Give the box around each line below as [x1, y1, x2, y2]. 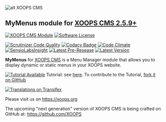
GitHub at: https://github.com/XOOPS [5, 111, 82, 117]
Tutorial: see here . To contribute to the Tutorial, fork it [46, 71, 156, 77]
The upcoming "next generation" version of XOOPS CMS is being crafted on [5, 106, 161, 112]
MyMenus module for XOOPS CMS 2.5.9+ [5, 19, 137, 27]
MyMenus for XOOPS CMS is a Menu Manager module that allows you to [5, 57, 156, 62]
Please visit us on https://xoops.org [5, 96, 78, 102]
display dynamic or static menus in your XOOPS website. [5, 62, 122, 68]
